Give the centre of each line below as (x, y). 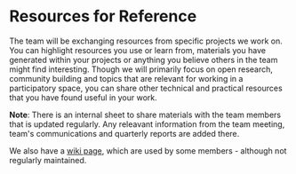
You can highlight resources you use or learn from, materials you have (138, 50)
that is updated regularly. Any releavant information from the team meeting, (147, 124)
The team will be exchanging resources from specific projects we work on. (146, 41)
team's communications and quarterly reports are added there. (124, 133)
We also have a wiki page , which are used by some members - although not (148, 150)
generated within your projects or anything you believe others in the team (144, 59)
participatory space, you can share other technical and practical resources (146, 88)
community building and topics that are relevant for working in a (126, 78)
